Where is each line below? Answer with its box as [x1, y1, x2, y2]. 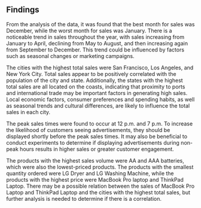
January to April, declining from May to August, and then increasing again [6, 39, 188, 47]
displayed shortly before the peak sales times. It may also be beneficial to [6, 133, 187, 140]
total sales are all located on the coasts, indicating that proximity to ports [6, 83, 185, 90]
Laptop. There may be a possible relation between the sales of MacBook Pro [6, 182, 195, 189]
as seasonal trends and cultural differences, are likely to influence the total [6, 102, 190, 109]
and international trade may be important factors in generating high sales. [6, 89, 188, 96]
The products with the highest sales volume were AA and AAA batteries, [6, 157, 184, 164]
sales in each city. [6, 108, 51, 115]
